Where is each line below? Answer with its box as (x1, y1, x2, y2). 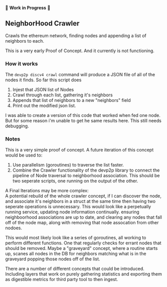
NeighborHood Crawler (5, 19, 79, 28)
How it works (5, 60, 38, 67)
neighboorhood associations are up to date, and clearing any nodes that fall (5, 214, 162, 220)
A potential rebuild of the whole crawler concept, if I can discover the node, (5, 193, 162, 199)
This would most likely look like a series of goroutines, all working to (5, 235, 146, 241)
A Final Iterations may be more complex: (5, 188, 89, 194)
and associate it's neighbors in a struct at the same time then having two (5, 198, 156, 204)
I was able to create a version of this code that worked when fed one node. (5, 112, 161, 118)
